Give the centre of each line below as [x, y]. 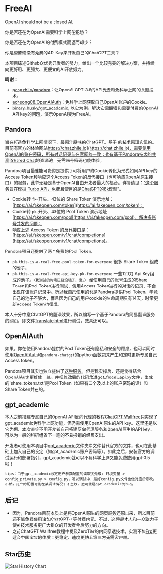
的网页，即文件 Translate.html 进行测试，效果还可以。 [58, 320]
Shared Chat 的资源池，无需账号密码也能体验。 [57, 160]
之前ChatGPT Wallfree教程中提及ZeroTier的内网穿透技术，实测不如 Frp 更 [84, 531]
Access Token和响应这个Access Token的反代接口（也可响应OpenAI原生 [77, 177]
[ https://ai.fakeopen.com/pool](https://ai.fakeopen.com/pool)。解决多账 [84, 217]
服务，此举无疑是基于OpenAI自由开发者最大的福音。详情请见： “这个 [86, 182]
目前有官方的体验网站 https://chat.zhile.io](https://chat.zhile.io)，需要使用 [78, 148]
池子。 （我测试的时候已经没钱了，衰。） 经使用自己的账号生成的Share [84, 280]
